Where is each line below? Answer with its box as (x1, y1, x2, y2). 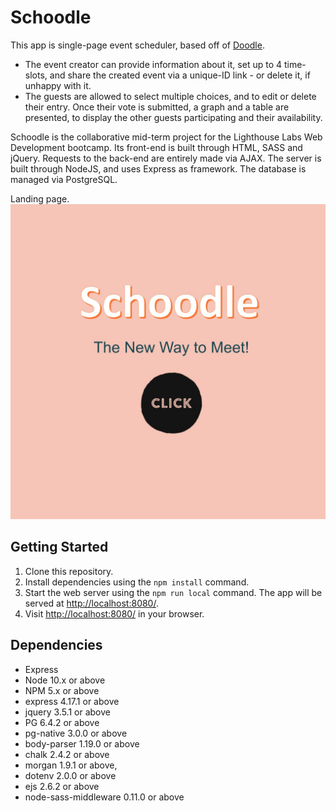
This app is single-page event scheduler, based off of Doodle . (10, 39, 265, 51)
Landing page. (10, 192, 70, 205)
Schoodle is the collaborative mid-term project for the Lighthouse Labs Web (10, 131, 323, 143)
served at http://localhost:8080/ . (24, 597, 159, 609)
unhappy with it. (24, 79, 92, 91)
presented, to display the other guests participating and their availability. (24, 111, 323, 123)
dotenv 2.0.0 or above (24, 769, 117, 781)
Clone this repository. (24, 565, 114, 577)
